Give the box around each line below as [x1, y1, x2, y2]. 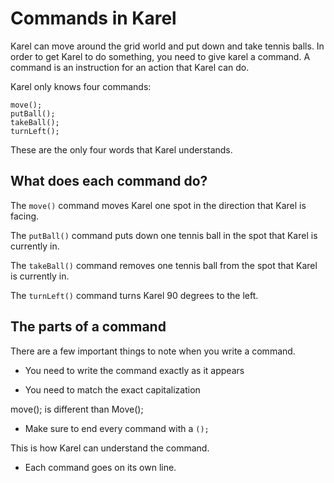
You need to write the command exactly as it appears [24, 364, 245, 376]
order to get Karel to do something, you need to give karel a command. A [10, 50, 311, 62]
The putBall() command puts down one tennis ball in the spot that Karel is [10, 229, 318, 241]
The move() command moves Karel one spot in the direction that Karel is [10, 199, 307, 211]
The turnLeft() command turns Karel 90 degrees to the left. [10, 289, 259, 301]
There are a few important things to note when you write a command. [10, 345, 296, 357]
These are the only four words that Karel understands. [10, 143, 233, 156]
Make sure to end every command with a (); [24, 422, 210, 434]
